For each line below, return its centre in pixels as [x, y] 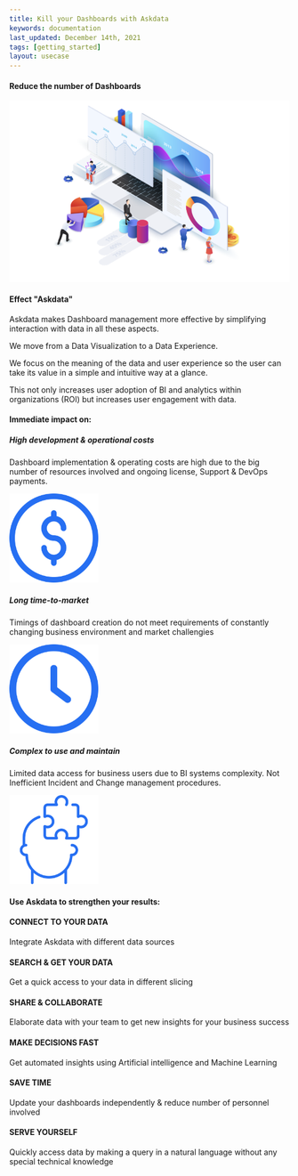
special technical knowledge [61, 1162]
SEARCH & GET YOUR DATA [61, 962]
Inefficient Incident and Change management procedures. [115, 783]
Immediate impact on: [50, 419]
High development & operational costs [82, 440]
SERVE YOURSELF [44, 1132]
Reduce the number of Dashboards [75, 85]
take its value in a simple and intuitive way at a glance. [109, 372]
